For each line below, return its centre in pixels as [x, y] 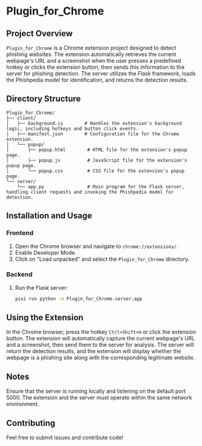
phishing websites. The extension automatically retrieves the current [91, 54]
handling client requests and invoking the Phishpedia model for [90, 192]
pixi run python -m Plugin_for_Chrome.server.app [79, 299]
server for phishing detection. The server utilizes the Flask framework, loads [101, 73]
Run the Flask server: [41, 287]
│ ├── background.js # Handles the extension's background [94, 123]
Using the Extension [45, 318]
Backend [20, 275]
